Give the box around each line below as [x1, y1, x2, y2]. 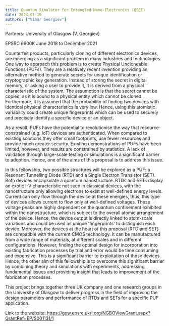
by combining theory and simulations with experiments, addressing [5, 264, 145, 270]
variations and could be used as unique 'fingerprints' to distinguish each [5, 221, 156, 227]
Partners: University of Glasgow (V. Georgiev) [5, 31, 100, 37]
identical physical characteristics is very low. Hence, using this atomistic [5, 104, 155, 110]
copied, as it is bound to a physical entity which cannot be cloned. [5, 93, 143, 99]
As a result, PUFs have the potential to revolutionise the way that [5, 125, 140, 131]
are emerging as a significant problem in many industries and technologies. [5, 56, 162, 62]
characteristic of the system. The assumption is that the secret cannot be [5, 88, 158, 94]
